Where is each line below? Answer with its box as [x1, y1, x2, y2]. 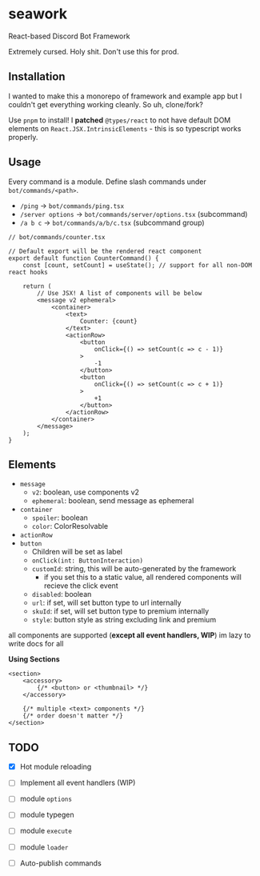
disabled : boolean [31, 590, 92, 599]
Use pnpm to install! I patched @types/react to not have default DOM [8, 115, 231, 125]
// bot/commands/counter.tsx [8, 233, 106, 241]
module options [19, 794, 72, 804]
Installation [8, 70, 66, 84]
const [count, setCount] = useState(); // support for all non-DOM [22, 261, 252, 269]
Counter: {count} [79, 317, 138, 325]
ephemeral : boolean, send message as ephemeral [31, 496, 194, 506]
